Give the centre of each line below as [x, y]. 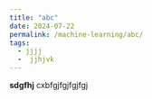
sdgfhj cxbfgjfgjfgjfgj [49, 85]
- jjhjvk [36, 59]
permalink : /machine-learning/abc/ [76, 34]
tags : [19, 43]
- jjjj [30, 51]
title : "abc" [34, 18]
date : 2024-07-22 [42, 26]
